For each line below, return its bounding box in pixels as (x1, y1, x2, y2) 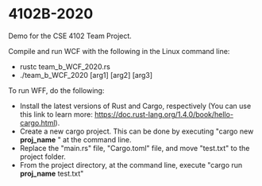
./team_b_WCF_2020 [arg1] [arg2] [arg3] (19, 70, 153, 79)
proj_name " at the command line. (19, 134, 133, 144)
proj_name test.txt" (19, 169, 84, 178)
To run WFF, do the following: (8, 85, 105, 95)
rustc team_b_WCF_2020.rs (19, 61, 111, 72)
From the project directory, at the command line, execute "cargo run (19, 160, 243, 169)
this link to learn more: (19, 109, 93, 119)
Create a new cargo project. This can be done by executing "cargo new (19, 126, 254, 136)
